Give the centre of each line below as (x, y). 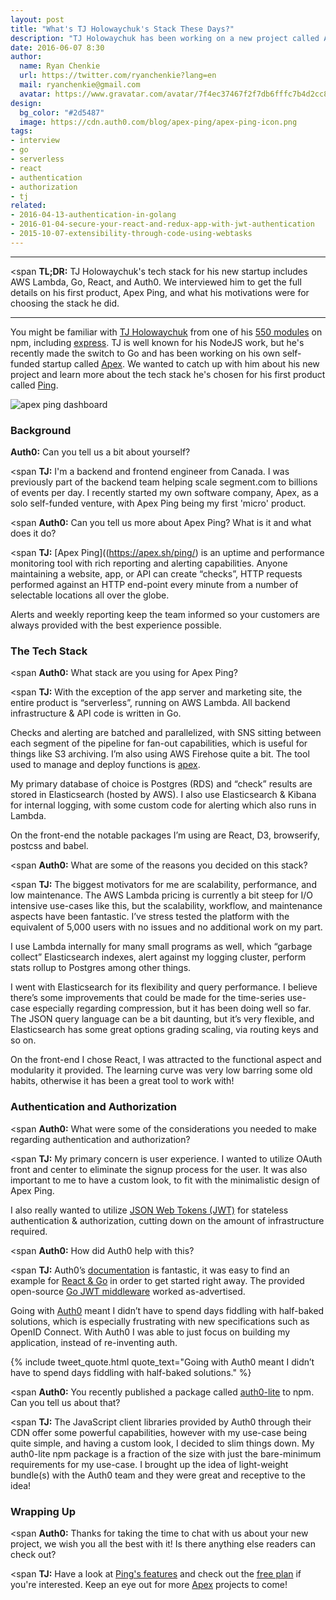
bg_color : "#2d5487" (62, 112)
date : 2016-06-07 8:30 (57, 47)
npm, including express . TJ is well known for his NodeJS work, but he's (157, 342)
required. (29, 1231)
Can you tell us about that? (65, 1402)
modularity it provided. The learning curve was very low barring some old (161, 1070)
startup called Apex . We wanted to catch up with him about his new (180, 363)
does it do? (33, 533)
